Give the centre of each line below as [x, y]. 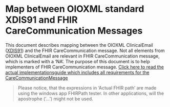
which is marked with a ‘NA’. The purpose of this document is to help [78, 61]
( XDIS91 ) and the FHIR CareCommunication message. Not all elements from [85, 50]
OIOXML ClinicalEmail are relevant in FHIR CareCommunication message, [82, 56]
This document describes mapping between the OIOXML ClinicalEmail [79, 45]
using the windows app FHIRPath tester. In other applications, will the [91, 93]
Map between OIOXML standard [75, 9]
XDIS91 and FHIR [41, 20]
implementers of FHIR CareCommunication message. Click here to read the [85, 67]
